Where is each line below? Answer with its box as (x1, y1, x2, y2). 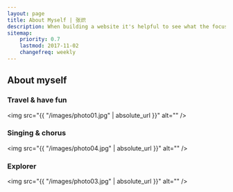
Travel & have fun (7, 95, 67, 105)
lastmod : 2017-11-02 (19, 42, 79, 49)
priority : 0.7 (19, 36, 60, 43)
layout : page (7, 10, 45, 17)
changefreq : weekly (19, 49, 76, 56)
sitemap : (7, 29, 33, 37)
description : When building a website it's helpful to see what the (7, 23, 209, 30)
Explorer (7, 161, 37, 171)
